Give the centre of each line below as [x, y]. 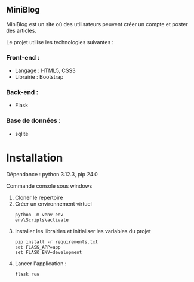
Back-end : [22, 92]
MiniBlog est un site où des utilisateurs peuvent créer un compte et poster [97, 24]
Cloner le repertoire [39, 197]
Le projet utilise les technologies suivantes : [60, 42]
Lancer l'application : [41, 263]
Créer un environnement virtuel [53, 204]
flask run [27, 274]
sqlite [21, 134]
